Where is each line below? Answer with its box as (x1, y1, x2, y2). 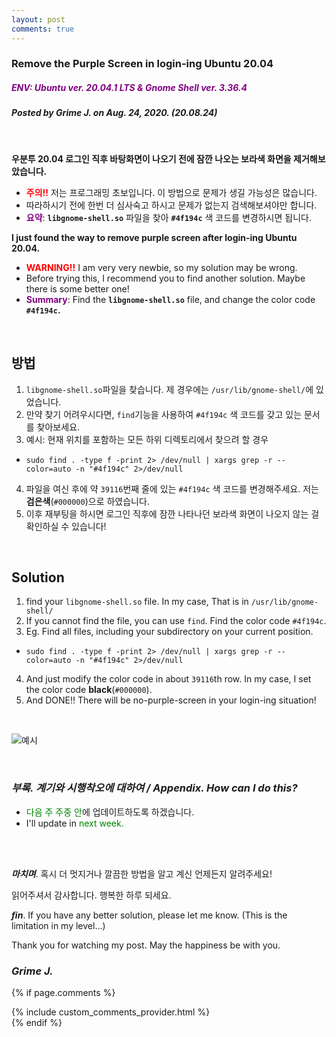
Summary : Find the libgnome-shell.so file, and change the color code (25, 293, 316, 305)
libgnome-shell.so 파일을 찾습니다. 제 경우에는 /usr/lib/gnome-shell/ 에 (25, 383, 314, 395)
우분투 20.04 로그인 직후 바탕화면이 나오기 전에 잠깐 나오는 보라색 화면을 (11, 152, 292, 165)
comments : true (11, 24, 75, 34)
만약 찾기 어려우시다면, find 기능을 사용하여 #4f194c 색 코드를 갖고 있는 (25, 408, 303, 420)
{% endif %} (11, 1016, 63, 1028)
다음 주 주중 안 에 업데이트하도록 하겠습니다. (25, 806, 195, 818)
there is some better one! (25, 282, 130, 295)
